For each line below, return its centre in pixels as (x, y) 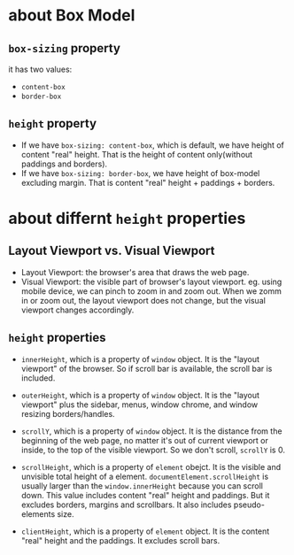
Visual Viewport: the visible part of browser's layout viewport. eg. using (151, 281)
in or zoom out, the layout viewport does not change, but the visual (143, 300)
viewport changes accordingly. (77, 310)
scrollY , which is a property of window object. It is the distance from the (151, 431)
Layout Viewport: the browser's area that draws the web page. (135, 272)
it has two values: (40, 69)
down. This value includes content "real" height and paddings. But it (145, 495)
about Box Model (72, 15)
